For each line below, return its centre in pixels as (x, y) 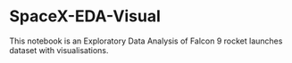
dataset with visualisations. (59, 50)
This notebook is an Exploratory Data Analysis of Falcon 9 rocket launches (146, 41)
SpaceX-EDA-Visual (85, 16)
